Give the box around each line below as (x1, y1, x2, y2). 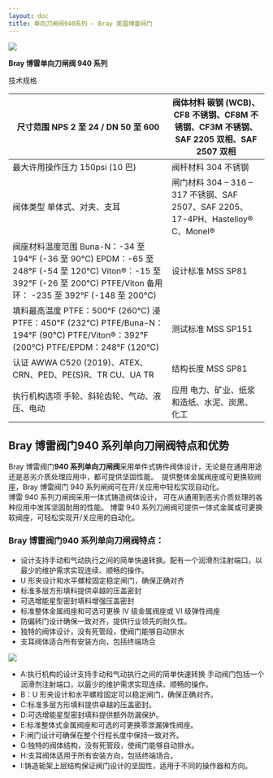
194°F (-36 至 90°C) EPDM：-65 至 (12, 253, 154, 264)
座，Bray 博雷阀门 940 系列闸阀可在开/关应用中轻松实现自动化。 (8, 482, 224, 492)
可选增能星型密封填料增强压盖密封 (19, 596, 135, 605)
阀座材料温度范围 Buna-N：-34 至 (12, 241, 145, 252)
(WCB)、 (225, 97, 260, 108)
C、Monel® (171, 225, 215, 237)
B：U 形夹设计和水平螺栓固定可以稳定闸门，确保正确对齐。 (19, 689, 218, 699)
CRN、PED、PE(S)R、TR (12, 369, 108, 380)
